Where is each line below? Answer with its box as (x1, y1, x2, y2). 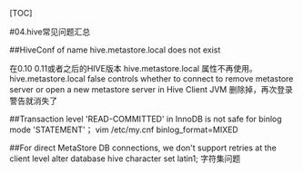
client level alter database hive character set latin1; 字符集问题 (9, 153, 241, 164)
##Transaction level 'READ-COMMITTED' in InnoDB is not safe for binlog (9, 113, 282, 124)
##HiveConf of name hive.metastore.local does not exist (9, 44, 221, 55)
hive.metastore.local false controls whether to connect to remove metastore (9, 73, 294, 84)
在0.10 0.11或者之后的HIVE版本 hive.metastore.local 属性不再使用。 (9, 63, 258, 73)
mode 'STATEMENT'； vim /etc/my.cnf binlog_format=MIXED (9, 124, 238, 135)
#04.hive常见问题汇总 (9, 26, 91, 37)
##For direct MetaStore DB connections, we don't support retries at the (9, 142, 278, 153)
